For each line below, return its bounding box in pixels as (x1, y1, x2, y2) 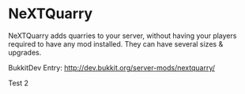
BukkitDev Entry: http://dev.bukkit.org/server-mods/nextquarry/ (8, 62, 216, 72)
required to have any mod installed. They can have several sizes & (8, 39, 224, 48)
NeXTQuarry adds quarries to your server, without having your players (8, 31, 237, 40)
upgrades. (8, 47, 42, 57)
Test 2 (8, 78, 29, 88)
